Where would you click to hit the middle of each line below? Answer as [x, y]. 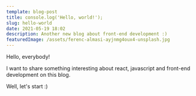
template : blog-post [32, 12]
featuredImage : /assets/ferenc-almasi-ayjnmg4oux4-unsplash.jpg [88, 40]
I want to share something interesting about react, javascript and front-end [98, 68]
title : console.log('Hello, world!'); [55, 17]
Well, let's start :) [27, 86]
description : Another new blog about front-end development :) [87, 34]
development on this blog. [38, 75]
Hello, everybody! [28, 57]
